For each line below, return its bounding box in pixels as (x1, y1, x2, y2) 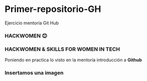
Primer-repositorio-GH (5, 3, 101, 15)
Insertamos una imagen (5, 70, 64, 77)
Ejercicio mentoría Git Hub (5, 20, 59, 26)
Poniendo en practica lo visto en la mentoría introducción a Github (5, 57, 142, 63)
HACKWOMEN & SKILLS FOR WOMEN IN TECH (5, 46, 120, 53)
